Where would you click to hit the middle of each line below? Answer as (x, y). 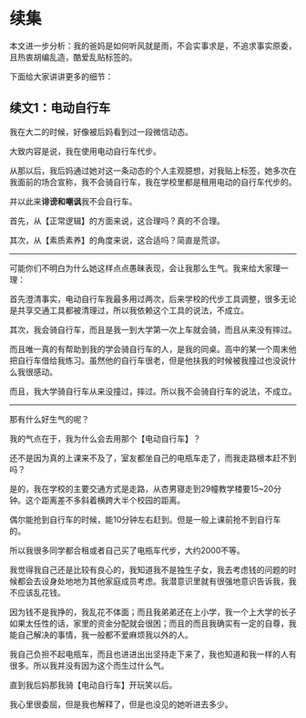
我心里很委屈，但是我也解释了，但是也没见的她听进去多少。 (121, 704)
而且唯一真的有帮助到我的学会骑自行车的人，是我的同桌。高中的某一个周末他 (153, 349)
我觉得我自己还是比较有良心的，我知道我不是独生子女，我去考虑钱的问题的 (149, 569)
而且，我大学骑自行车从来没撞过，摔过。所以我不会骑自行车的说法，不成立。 (153, 391)
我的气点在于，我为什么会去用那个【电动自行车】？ (105, 438)
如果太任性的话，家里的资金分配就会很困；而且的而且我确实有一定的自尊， (149, 623)
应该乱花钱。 (41, 592)
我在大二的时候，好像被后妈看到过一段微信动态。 (101, 131)
